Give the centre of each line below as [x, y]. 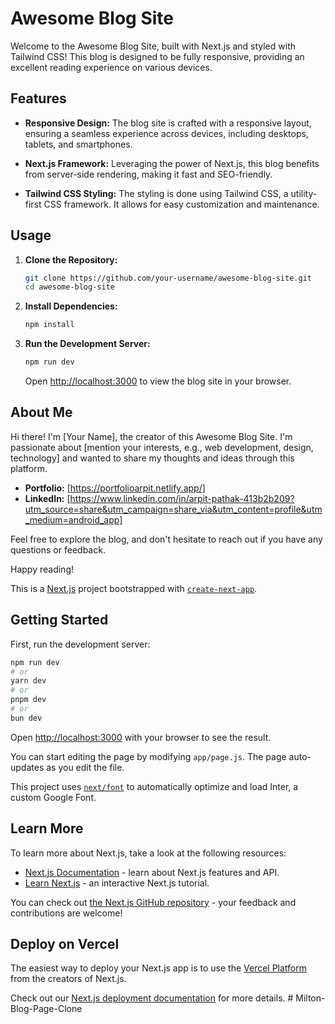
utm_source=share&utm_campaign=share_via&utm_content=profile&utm [173, 509]
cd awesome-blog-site [69, 287]
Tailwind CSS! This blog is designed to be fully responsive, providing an [157, 56]
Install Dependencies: [71, 306]
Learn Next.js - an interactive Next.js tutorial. [117, 883]
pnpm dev [28, 700]
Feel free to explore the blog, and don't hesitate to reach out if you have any [166, 539]
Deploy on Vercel [65, 944]
